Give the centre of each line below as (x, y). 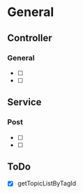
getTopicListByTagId (47, 184)
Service (24, 102)
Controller (30, 38)
